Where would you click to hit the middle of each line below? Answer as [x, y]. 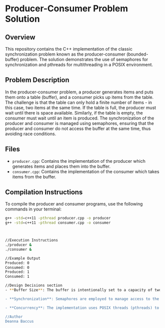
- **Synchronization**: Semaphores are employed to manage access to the [82, 299]
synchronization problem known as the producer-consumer [65, 54]
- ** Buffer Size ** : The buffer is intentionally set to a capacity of [79, 290]
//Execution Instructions [31, 240]
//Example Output [23, 258]
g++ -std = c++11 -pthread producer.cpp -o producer [58, 218]
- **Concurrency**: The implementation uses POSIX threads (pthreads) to [82, 308]
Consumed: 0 [17, 268]
